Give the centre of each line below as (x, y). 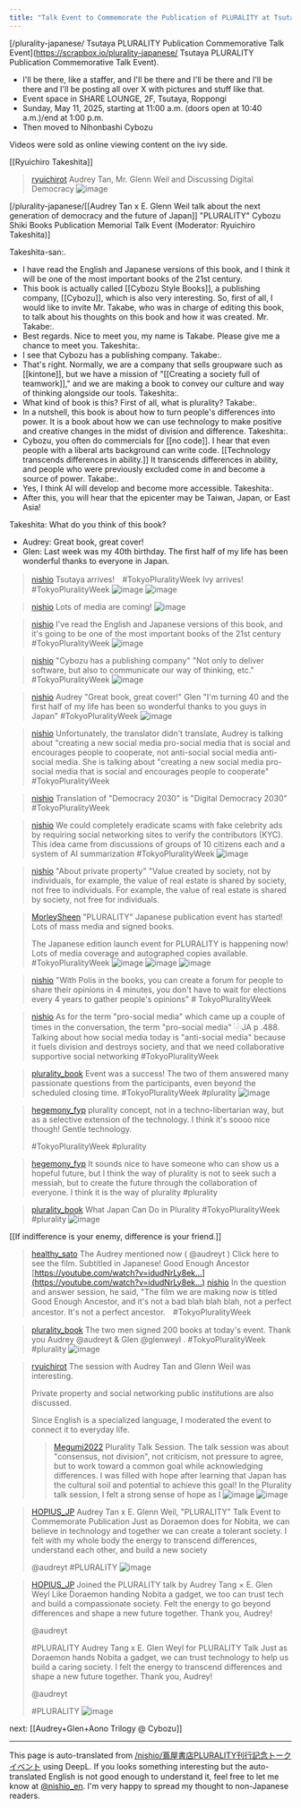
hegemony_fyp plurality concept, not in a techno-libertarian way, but (157, 1110)
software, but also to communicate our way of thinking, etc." (142, 670)
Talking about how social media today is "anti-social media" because (159, 1037)
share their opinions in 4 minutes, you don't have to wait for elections (159, 990)
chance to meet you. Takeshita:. (81, 345)
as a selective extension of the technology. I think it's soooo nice (150, 1119)
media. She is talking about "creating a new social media (159, 761)
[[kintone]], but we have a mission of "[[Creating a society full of (141, 373)
